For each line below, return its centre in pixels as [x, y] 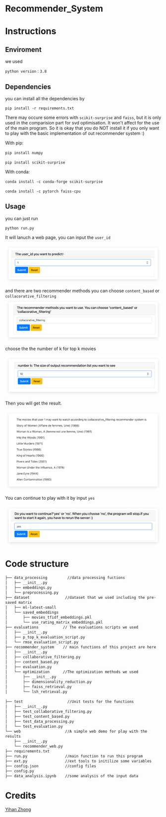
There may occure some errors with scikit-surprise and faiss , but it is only [83, 117]
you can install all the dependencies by [45, 99]
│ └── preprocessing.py [32, 593]
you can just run [22, 218]
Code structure [37, 564]
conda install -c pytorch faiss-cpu [43, 191]
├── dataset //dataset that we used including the [75, 598]
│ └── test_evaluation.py [34, 727]
